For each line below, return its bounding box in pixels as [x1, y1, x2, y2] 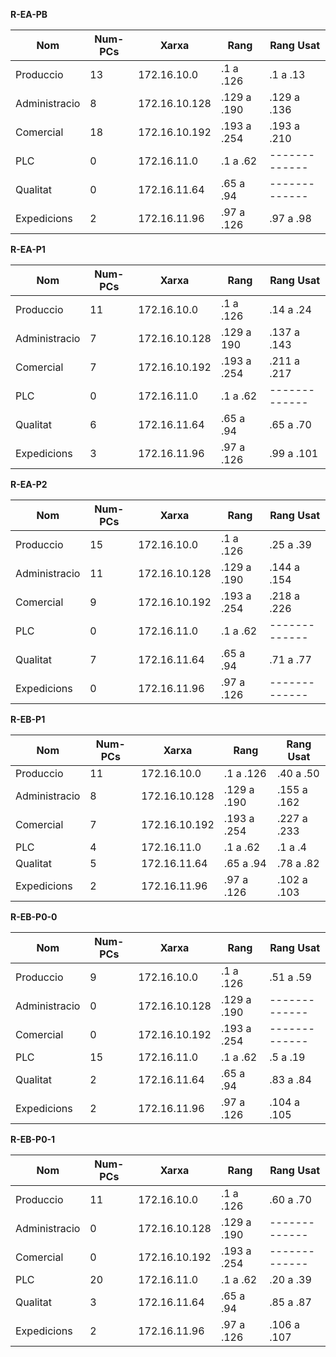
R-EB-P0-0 [10, 911, 58, 923]
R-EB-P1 [10, 714, 46, 725]
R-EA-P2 [10, 479, 48, 490]
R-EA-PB [10, 9, 48, 20]
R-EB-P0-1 [10, 1134, 56, 1145]
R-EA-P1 [10, 244, 46, 255]
